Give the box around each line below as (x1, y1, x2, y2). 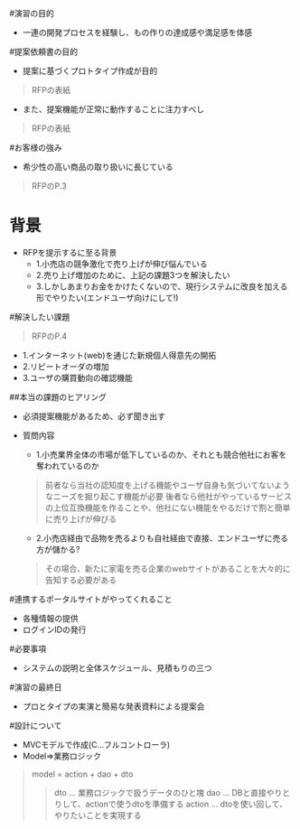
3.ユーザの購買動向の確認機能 (22, 372, 133, 383)
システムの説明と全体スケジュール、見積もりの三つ (22, 662, 212, 673)
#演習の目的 (9, 8, 54, 18)
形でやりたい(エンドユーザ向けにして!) (35, 292, 179, 303)
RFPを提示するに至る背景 (22, 247, 117, 257)
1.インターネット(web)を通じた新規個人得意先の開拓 (22, 349, 217, 360)
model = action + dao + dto (31, 768, 134, 779)
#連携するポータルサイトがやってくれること (9, 593, 173, 604)
